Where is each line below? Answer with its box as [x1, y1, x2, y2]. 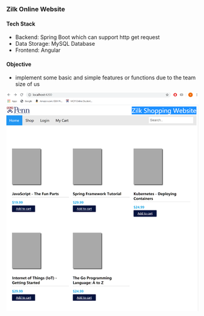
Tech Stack [6, 20, 35, 27]
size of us [15, 81, 40, 88]
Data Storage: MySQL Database [15, 40, 96, 48]
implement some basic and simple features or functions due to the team [15, 74, 196, 81]
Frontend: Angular [15, 46, 61, 54]
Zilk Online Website [6, 5, 65, 13]
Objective [6, 60, 32, 68]
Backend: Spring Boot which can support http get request [15, 34, 160, 41]
